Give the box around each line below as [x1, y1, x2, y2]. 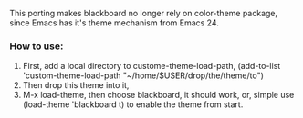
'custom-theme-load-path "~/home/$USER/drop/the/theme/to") [22, 70, 265, 81]
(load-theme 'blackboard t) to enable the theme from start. [22, 99, 244, 110]
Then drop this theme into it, [22, 80, 130, 91]
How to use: [9, 40, 64, 53]
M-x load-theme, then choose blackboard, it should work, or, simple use [22, 90, 295, 101]
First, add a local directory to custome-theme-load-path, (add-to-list [22, 61, 281, 72]
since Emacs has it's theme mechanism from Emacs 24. [9, 17, 219, 28]
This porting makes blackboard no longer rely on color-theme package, [9, 8, 278, 18]
